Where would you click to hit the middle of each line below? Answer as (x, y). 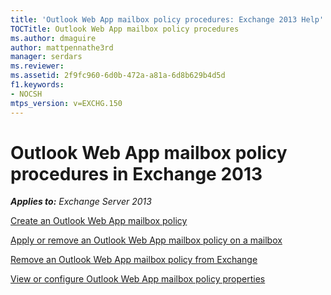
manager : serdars (46, 57)
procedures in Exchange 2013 (136, 173)
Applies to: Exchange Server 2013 (81, 202)
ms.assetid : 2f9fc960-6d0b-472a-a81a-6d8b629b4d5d (118, 76)
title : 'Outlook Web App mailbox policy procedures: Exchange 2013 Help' (167, 19)
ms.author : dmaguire (53, 38)
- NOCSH (26, 94)
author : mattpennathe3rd (62, 47)
